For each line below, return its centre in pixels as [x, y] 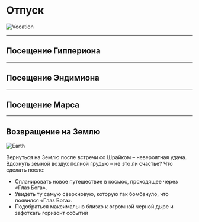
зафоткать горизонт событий [51, 213]
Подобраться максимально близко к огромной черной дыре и [94, 207]
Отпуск [25, 10]
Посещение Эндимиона [53, 78]
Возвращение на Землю [53, 132]
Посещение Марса [43, 104]
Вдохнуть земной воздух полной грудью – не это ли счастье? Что [89, 164]
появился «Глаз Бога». [44, 200]
